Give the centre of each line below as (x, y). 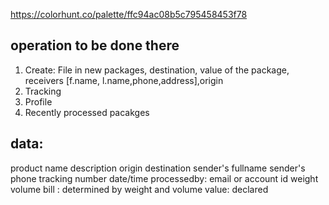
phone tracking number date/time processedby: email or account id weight (164, 178)
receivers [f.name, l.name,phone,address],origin (124, 80)
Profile (38, 101)
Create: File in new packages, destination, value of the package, (157, 70)
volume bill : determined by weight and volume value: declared (139, 189)
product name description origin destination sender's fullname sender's (158, 168)
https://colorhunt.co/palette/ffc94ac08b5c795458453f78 (129, 14)
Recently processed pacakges (87, 112)
